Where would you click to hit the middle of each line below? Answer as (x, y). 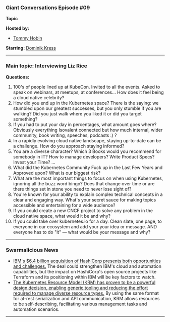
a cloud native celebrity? (39, 97)
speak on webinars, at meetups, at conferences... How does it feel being (88, 92)
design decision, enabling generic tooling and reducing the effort (80, 288)
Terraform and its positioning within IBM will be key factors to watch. (84, 277)
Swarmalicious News (32, 250)
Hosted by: (18, 28)
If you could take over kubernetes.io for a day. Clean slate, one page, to (87, 221)
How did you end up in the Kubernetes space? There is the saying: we (86, 103)
